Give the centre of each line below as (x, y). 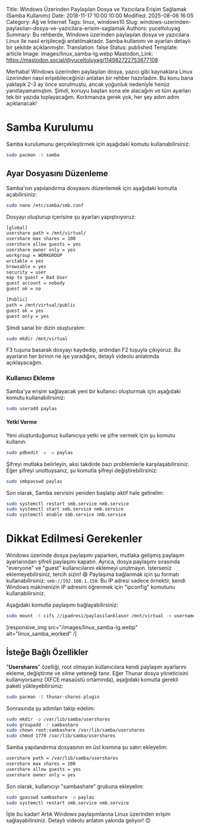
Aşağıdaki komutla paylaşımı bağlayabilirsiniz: (62, 605)
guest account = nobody (36, 283)
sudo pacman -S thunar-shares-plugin (53, 697)
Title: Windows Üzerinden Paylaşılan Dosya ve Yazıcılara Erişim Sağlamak (96, 9)
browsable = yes (26, 267)
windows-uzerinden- (165, 22)
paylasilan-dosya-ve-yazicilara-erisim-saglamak (66, 28)
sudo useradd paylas (32, 408)
